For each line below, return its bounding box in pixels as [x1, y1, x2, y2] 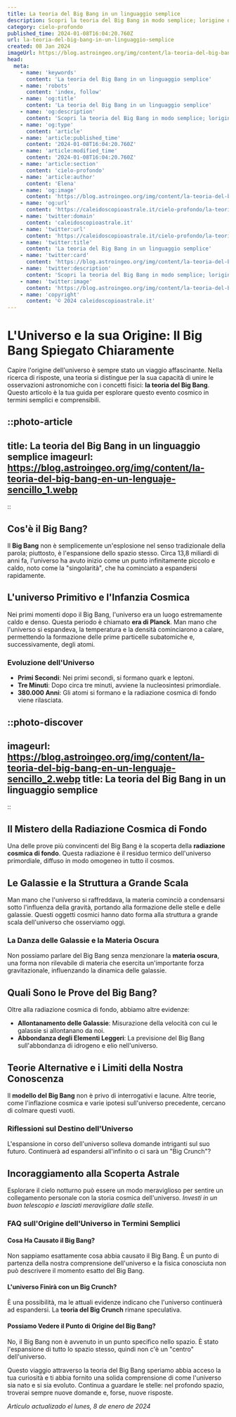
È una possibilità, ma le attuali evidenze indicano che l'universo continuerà [7, 1298, 223, 1307]
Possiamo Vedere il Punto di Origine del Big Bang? [7, 1322, 156, 1330]
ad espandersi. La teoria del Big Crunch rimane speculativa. [7, 1305, 182, 1314]
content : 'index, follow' [25, 88, 102, 95]
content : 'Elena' [25, 180, 77, 187]
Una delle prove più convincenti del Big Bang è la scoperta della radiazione [7, 842, 225, 850]
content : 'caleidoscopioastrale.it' [25, 219, 133, 226]
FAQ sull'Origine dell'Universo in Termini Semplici [7, 1218, 181, 1228]
